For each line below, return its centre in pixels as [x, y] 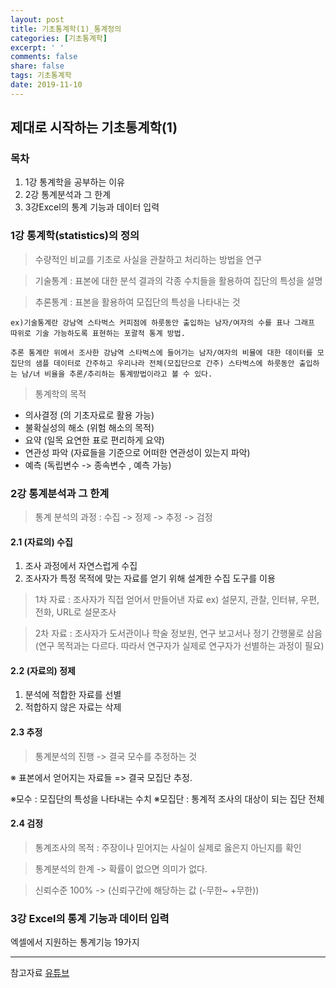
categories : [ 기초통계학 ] [59, 38]
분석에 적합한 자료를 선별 [73, 695]
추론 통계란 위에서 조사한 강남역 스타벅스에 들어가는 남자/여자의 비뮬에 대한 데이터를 [161, 352]
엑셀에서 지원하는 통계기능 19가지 [75, 942]
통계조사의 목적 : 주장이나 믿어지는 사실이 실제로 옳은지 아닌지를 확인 [168, 847]
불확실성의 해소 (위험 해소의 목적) [89, 427]
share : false [37, 66]
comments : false [44, 57]
